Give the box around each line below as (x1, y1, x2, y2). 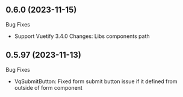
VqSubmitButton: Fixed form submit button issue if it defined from (14, 78, 178, 85)
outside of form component (14, 84, 82, 91)
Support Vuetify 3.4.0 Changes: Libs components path (14, 33, 150, 40)
